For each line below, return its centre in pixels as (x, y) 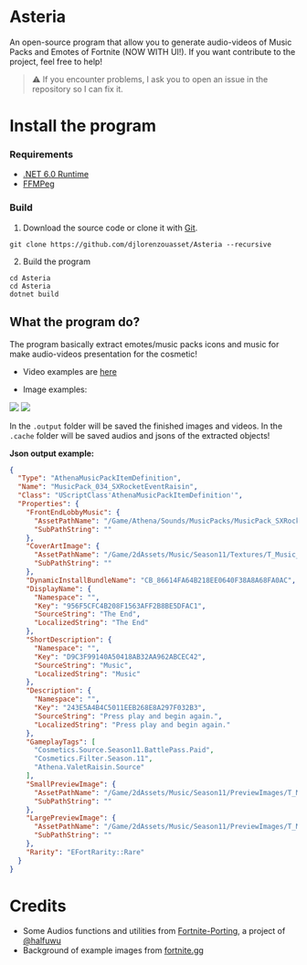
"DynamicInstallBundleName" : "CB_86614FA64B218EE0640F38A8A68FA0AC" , (161, 580)
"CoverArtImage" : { (63, 546)
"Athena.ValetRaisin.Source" (89, 768)
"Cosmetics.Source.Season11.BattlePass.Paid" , (124, 750)
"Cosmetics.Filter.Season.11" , (93, 759)
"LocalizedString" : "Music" (87, 673)
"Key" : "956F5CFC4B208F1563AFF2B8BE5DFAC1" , (120, 606)
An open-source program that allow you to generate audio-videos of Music (151, 42)
